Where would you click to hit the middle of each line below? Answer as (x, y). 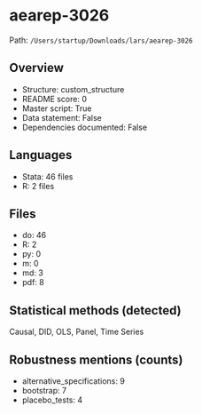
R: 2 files (38, 186)
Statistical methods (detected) (95, 310)
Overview (37, 68)
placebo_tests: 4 (52, 400)
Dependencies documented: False (85, 127)
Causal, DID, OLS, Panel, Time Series (77, 332)
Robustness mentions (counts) (96, 359)
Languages (41, 155)
